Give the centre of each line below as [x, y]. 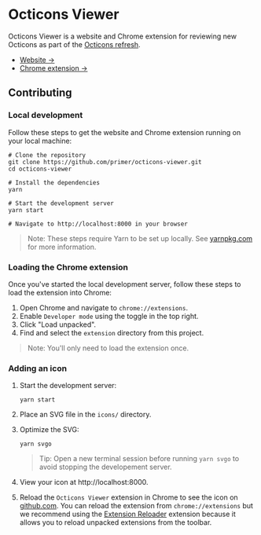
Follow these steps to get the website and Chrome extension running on [125, 132]
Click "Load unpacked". [58, 324]
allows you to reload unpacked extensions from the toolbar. [116, 522]
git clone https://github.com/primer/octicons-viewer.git [105, 162]
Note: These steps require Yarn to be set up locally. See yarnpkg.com [140, 238]
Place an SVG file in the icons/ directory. [85, 415]
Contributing [40, 93]
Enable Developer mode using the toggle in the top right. [109, 316]
